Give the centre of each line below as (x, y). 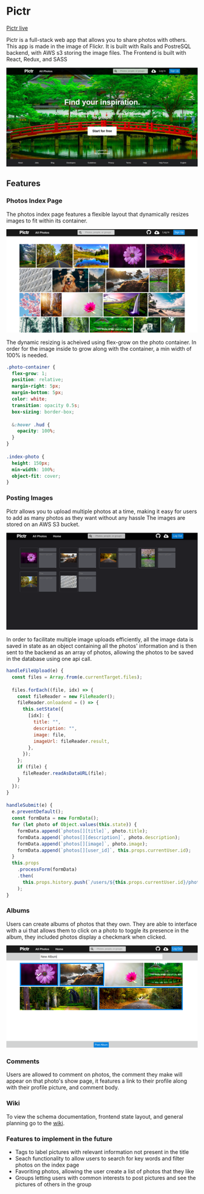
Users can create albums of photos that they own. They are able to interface (102, 924)
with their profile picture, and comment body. (63, 1088)
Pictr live (17, 28)
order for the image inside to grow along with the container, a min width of (99, 348)
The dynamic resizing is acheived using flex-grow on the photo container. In (101, 342)
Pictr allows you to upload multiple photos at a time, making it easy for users (102, 511)
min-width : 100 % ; (34, 469)
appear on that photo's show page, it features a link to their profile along (97, 1081)
